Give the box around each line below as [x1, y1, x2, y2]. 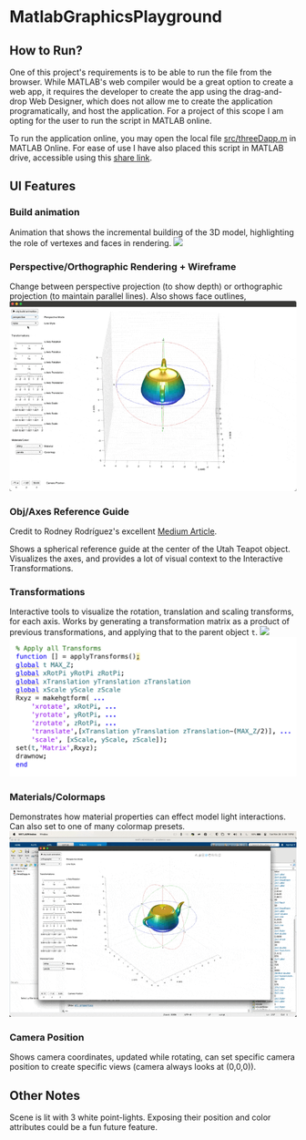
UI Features [9, 179, 76, 194]
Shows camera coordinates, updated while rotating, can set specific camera [9, 1052, 296, 1063]
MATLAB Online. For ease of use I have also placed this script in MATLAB [9, 143, 284, 153]
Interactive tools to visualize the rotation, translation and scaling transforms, [9, 606, 294, 617]
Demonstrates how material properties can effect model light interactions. [9, 811, 287, 822]
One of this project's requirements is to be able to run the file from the [9, 67, 272, 77]
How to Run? [9, 43, 84, 58]
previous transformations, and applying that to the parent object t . [9, 627, 258, 638]
